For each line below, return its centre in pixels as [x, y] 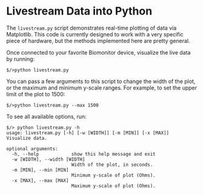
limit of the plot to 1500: [36, 94]
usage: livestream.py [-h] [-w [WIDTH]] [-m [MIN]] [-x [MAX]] [88, 133]
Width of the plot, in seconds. [112, 165]
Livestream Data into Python [79, 11]
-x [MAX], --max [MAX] [40, 180]
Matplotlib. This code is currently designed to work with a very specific [95, 34]
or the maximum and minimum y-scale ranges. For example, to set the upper [101, 88]
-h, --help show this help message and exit [84, 154]
